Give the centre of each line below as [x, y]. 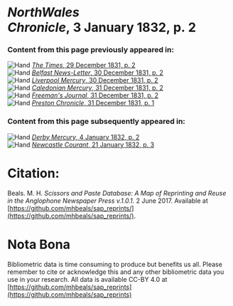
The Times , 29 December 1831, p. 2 [84, 65]
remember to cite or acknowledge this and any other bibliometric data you [116, 272]
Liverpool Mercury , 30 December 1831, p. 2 [95, 80]
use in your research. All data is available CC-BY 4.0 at [87, 279]
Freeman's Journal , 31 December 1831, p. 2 [95, 95]
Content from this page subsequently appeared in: [97, 122]
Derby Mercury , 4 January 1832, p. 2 [86, 137]
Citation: [33, 173]
